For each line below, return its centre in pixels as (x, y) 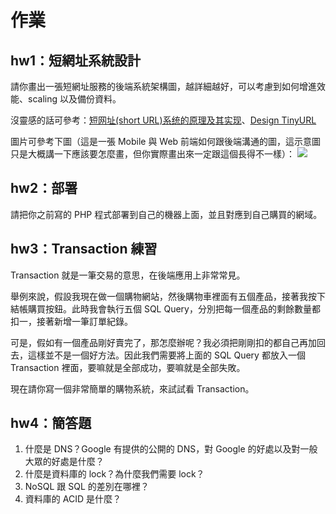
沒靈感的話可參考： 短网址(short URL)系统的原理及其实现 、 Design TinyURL (163, 120)
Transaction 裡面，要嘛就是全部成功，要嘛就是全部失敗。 (128, 367)
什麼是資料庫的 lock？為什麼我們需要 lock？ (114, 474)
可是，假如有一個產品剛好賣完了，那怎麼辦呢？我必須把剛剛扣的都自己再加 (163, 342)
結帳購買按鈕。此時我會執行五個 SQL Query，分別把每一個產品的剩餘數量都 (165, 308)
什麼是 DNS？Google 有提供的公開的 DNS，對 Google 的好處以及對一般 (171, 449)
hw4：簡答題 (51, 423)
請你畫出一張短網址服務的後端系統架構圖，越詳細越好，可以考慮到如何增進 (163, 86)
